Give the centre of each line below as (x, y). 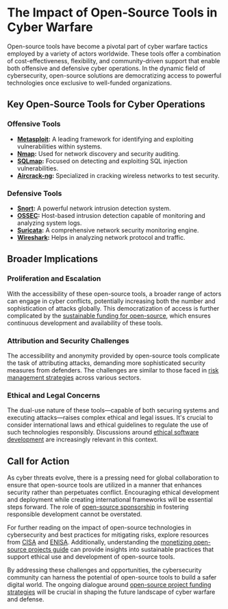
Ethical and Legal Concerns (54, 395)
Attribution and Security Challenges (68, 340)
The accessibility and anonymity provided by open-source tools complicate (114, 355)
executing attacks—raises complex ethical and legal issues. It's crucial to (110, 418)
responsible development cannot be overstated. (75, 514)
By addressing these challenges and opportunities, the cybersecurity (104, 570)
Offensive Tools (34, 124)
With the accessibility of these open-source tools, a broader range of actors (114, 294)
